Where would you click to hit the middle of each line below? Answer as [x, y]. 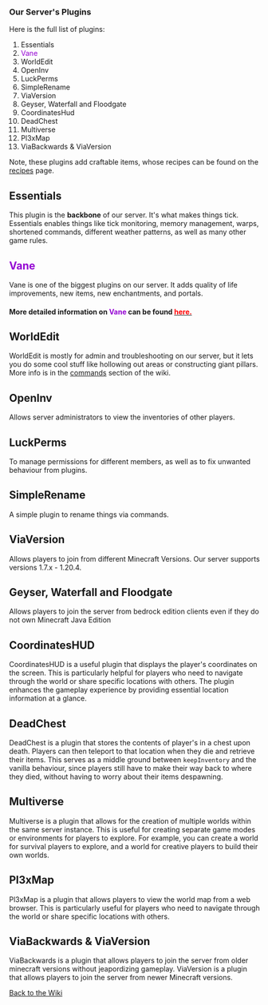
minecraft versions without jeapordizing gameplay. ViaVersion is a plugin [128, 969]
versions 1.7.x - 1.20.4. [45, 567]
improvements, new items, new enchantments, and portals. [106, 293]
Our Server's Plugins [50, 12]
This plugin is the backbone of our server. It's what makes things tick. [124, 215]
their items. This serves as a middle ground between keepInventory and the [133, 760]
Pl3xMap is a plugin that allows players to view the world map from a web [130, 899]
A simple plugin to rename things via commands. [89, 514]
